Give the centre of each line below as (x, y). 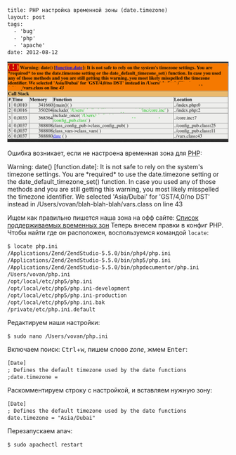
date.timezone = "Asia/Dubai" (52, 418)
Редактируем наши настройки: (54, 322)
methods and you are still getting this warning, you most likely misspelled (113, 189)
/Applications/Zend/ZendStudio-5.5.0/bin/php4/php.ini (89, 253)
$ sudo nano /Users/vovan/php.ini (58, 336)
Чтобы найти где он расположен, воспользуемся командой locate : (108, 232)
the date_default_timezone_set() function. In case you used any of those (112, 181)
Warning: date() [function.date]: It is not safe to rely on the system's (105, 166)
